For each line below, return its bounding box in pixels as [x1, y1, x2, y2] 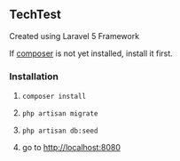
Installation [9, 70, 59, 83]
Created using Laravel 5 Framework [9, 30, 140, 41]
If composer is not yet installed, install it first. [9, 48, 173, 59]
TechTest [9, 7, 62, 22]
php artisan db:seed [21, 126, 98, 136]
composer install [21, 93, 87, 101]
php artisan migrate [21, 109, 98, 118]
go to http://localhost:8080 [21, 142, 121, 153]
